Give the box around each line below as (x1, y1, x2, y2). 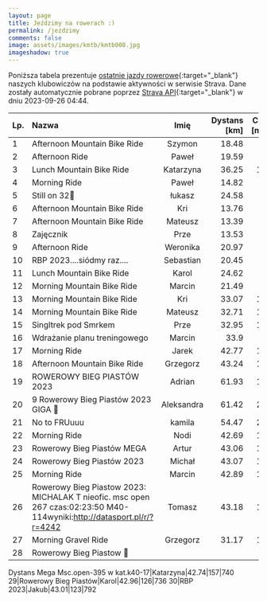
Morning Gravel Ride (31, 534, 109, 545)
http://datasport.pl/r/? (72, 511, 154, 522)
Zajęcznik (31, 229, 68, 240)
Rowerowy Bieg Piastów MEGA (31, 443, 147, 454)
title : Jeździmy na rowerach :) (8, 19, 115, 27)
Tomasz (167, 502, 197, 512)
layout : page (8, 11, 52, 20)
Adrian (169, 376, 195, 387)
